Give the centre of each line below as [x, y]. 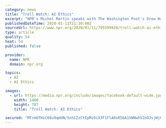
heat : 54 [14, 42]
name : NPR [20, 59]
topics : [13, 73]
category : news [21, 10]
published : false [23, 46]
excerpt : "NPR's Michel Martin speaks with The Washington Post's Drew [80, 19]
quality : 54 [17, 37]
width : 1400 [26, 100]
